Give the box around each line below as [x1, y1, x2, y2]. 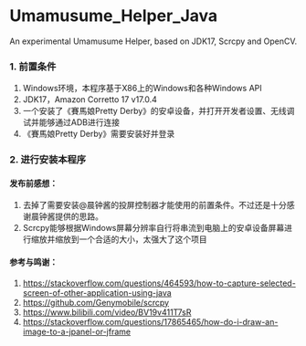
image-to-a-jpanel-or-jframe [22, 326, 131, 337]
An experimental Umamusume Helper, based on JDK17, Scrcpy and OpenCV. [9, 36, 298, 47]
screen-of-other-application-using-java [22, 287, 172, 298]
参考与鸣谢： [9, 257, 58, 267]
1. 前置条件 [9, 60, 57, 73]
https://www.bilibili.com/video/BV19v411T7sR [22, 307, 192, 318]
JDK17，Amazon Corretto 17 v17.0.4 [22, 94, 158, 105]
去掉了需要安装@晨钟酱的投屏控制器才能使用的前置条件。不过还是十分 [22, 200, 288, 211]
